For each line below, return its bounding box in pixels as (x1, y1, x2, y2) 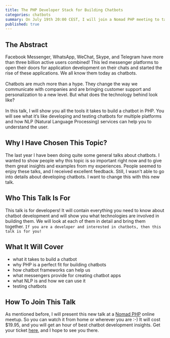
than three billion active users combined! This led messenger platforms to (5, 59, 159, 65)
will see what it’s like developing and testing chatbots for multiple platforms (5, 113, 162, 119)
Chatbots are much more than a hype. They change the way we (5, 81, 138, 87)
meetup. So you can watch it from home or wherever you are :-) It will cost (5, 317, 160, 323)
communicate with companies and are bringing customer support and (5, 86, 151, 92)
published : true (5, 21, 39, 27)
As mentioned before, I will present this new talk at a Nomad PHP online (5, 311, 155, 317)
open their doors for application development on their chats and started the (5, 64, 162, 71)
